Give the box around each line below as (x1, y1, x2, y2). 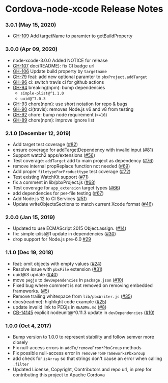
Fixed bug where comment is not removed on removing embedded (12, 282, 153, 289)
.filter (12, 362, 29, 367)
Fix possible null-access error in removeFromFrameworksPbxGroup (12, 350, 146, 356)
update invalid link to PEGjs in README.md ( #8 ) (12, 304, 107, 310)
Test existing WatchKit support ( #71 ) (12, 174, 89, 180)
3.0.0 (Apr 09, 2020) (5, 45, 58, 53)
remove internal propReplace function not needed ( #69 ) (12, 163, 130, 169)
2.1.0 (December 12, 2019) (5, 130, 71, 137)
